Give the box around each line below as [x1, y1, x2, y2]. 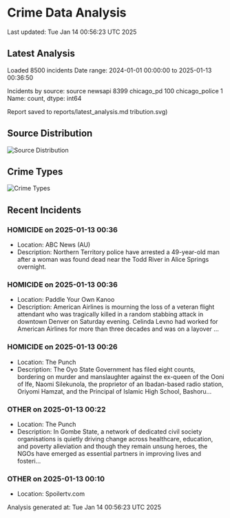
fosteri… [17, 457, 41, 465]
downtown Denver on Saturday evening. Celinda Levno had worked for [17, 318, 218, 326]
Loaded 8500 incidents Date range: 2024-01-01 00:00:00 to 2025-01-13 [7, 66, 212, 74]
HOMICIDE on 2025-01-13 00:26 [7, 342, 118, 352]
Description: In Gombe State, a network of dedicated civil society [17, 427, 202, 436]
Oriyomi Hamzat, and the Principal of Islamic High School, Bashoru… [17, 387, 212, 395]
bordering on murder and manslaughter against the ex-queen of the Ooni [17, 372, 224, 381]
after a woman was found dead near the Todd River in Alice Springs [17, 256, 209, 264]
